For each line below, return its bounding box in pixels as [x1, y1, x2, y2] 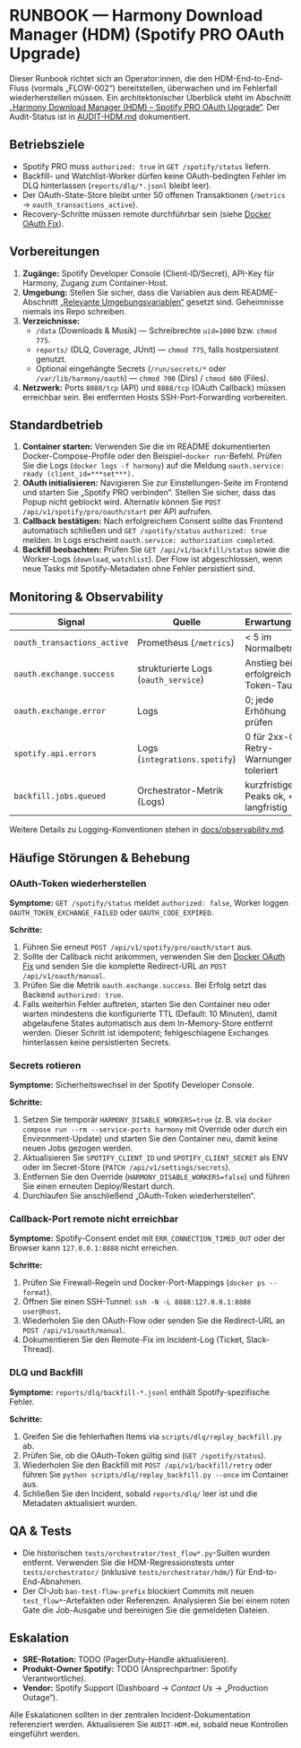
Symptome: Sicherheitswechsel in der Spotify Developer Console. [9, 1080, 255, 1090]
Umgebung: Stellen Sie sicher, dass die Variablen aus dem [21, 287, 240, 297]
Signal [57, 616, 85, 628]
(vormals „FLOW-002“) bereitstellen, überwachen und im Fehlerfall [30, 82, 278, 93]
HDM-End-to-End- [214, 73, 284, 83]
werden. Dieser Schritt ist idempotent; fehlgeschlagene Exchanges [21, 1027, 269, 1038]
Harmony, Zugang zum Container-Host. [21, 277, 168, 288]
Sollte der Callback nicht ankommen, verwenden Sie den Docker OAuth [21, 951, 286, 961]
